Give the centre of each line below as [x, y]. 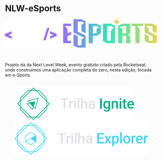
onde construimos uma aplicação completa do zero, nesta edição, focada [78, 70]
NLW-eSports [33, 8]
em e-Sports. [18, 75]
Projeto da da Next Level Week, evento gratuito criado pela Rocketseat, [76, 65]
